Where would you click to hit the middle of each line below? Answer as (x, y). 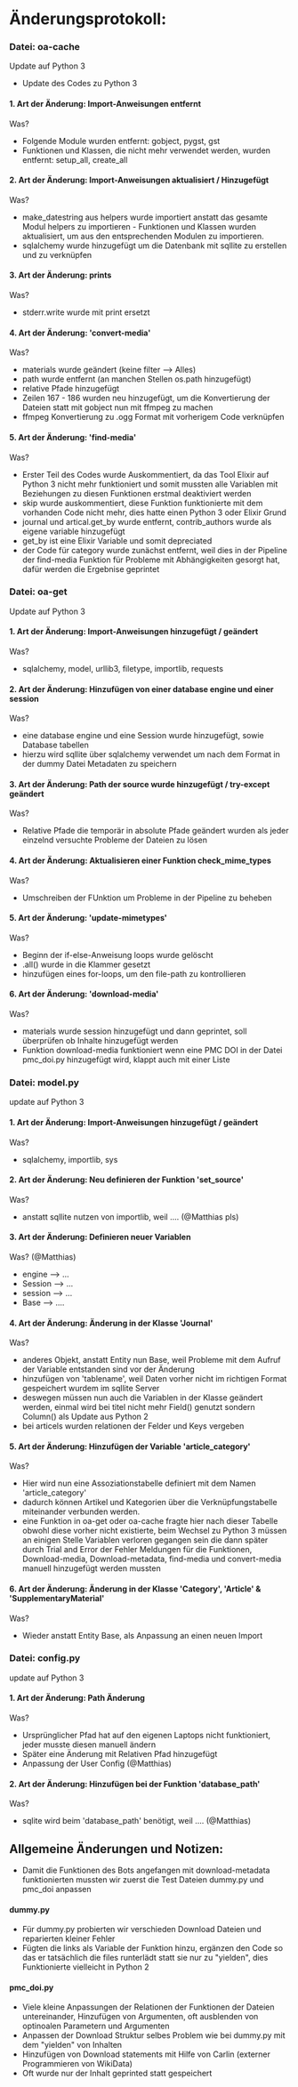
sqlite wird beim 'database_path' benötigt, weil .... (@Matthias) (137, 1821)
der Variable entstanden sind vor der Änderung (109, 1369)
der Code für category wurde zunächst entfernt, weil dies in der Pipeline (154, 550)
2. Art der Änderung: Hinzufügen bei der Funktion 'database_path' (135, 1784)
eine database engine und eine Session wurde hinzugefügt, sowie (143, 736)
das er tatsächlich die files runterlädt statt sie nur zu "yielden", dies (145, 1958)
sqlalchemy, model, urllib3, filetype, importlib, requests (123, 669)
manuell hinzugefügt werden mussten (92, 1568)
